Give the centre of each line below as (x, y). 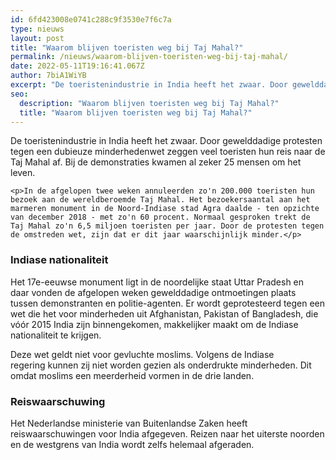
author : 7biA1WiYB (48, 76)
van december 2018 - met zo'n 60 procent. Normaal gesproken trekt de (160, 217)
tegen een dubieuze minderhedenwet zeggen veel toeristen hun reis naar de (168, 152)
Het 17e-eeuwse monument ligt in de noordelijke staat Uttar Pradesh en (157, 282)
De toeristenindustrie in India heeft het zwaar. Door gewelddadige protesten (166, 141)
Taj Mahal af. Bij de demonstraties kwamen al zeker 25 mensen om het (156, 162)
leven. (23, 173)
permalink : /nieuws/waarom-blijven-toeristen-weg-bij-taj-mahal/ (149, 57)
